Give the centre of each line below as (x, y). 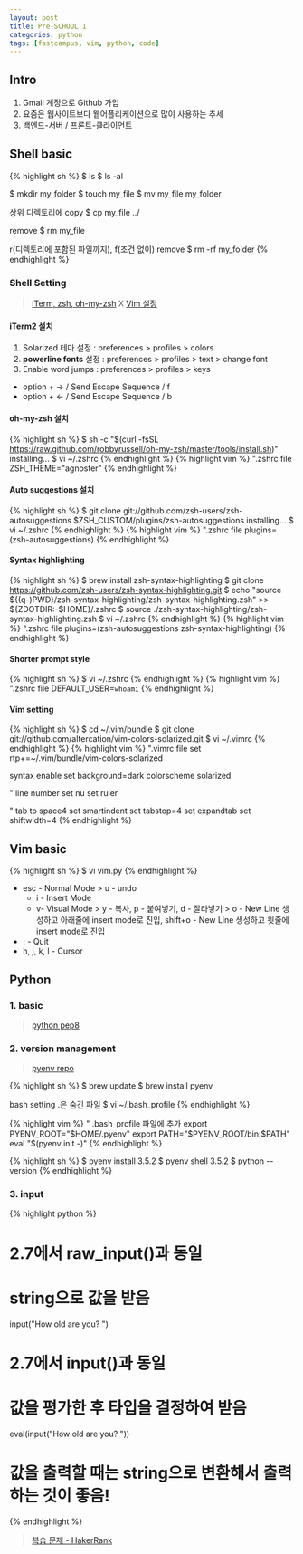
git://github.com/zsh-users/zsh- (183, 510)
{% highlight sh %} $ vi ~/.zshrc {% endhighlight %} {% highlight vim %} (145, 679)
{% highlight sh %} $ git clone (66, 510)
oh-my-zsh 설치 (39, 418)
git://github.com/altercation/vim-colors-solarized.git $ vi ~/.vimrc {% (137, 739)
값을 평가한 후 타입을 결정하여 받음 (128, 1408)
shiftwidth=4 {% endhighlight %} (71, 820)
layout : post (34, 18)
